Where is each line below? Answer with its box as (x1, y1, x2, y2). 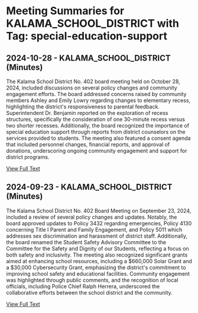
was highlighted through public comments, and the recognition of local (6, 276, 178, 283)
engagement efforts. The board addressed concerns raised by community (6, 91, 187, 97)
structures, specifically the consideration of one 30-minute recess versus (6, 116, 185, 123)
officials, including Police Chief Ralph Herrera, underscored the (6, 283, 160, 290)
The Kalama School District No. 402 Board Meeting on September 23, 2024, (6, 207, 191, 214)
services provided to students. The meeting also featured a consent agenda (6, 135, 191, 142)
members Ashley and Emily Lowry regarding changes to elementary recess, (6, 97, 191, 104)
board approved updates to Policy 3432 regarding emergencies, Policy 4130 (6, 219, 192, 226)
